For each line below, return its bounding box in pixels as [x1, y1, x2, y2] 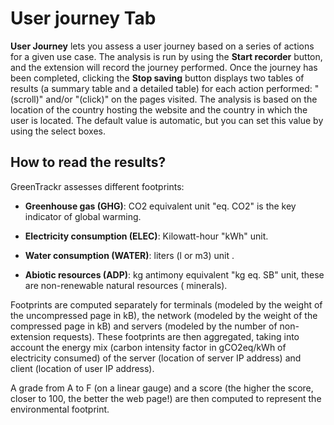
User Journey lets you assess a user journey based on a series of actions [10, 40, 315, 52]
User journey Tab [10, 7, 157, 30]
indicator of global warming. [24, 210, 142, 222]
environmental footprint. [10, 403, 110, 415]
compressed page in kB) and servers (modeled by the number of [10, 320, 278, 332]
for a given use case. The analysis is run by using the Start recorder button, [10, 50, 323, 62]
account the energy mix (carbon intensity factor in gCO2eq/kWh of [10, 341, 287, 353]
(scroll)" [10, 93, 44, 105]
